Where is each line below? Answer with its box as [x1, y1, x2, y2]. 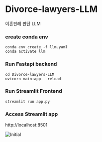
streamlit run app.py [5, 99, 50, 104]
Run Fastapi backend [5, 61, 57, 68]
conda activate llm [5, 49, 46, 54]
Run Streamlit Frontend [5, 88, 62, 95]
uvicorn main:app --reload [5, 76, 61, 81]
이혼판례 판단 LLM [5, 20, 41, 26]
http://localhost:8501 [5, 122, 48, 128]
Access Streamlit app [5, 111, 58, 118]
